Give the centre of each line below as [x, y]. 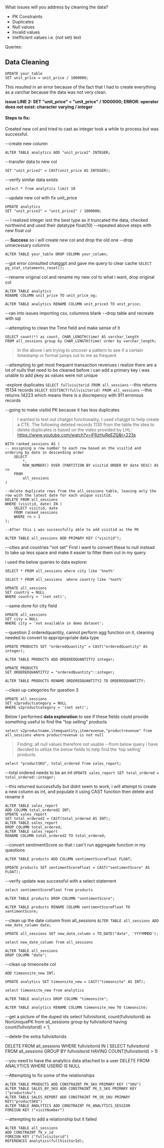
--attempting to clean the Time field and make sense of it [63, 328]
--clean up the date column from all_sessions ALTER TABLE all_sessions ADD [82, 921]
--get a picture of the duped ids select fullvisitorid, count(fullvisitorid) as [78, 1017]
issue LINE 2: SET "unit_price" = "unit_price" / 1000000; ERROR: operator [82, 101]
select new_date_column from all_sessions [49, 942]
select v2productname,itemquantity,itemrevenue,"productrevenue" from [79, 731]
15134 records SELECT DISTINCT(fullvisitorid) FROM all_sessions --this [79, 390]
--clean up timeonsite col [31, 964]
